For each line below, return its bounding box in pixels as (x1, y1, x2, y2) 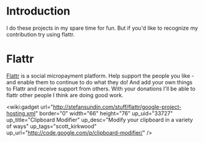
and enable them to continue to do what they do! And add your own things (6, 78, 193, 86)
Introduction (6, 4, 71, 18)
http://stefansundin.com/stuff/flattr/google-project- (52, 103, 181, 110)
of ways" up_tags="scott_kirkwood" (6, 123, 97, 130)
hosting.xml (6, 109, 36, 117)
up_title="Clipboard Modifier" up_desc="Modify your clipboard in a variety (6, 116, 193, 123)
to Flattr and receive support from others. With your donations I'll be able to (6, 85, 196, 92)
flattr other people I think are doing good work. (6, 91, 124, 98)
